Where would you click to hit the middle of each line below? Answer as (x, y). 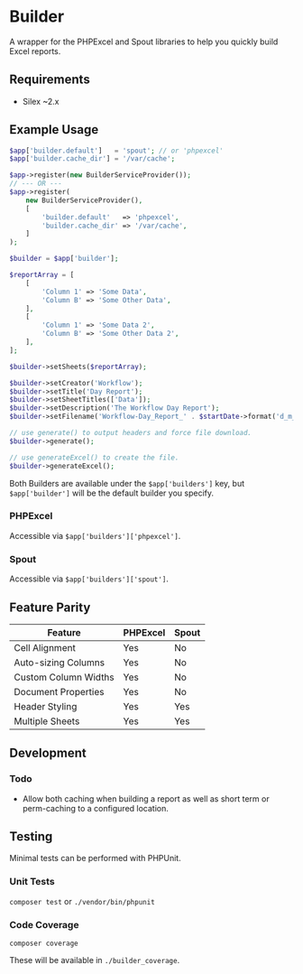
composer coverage (44, 944)
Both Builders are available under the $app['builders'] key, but (127, 483)
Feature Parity (50, 607)
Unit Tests (32, 882)
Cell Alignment (45, 647)
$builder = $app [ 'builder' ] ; (64, 259)
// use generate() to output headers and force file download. (131, 433)
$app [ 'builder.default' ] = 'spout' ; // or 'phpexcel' (116, 151)
